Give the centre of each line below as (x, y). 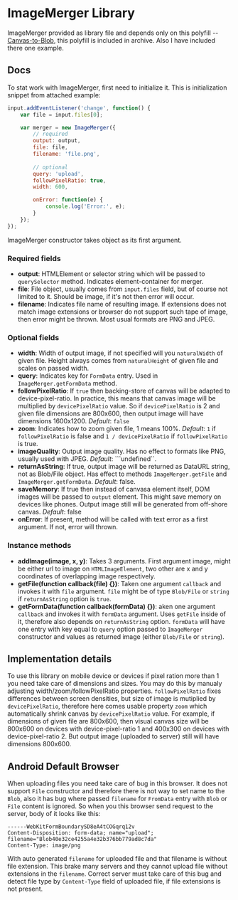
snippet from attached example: (54, 95)
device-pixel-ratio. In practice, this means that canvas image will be (117, 398)
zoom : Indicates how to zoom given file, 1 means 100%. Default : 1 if (117, 429)
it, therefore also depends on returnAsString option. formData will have (121, 621)
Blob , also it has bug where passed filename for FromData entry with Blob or (117, 799)
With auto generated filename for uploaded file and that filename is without (117, 859)
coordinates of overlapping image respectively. (87, 576)
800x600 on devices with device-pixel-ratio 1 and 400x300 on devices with (118, 729)
